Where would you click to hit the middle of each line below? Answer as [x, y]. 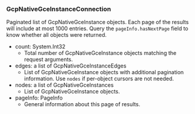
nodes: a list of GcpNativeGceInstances [64, 85]
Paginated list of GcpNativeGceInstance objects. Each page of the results [97, 22]
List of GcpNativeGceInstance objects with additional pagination [104, 72]
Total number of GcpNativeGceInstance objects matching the [100, 53]
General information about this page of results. [82, 104]
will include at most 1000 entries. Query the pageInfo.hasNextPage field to [97, 28]
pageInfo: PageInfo [39, 98]
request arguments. [49, 60]
